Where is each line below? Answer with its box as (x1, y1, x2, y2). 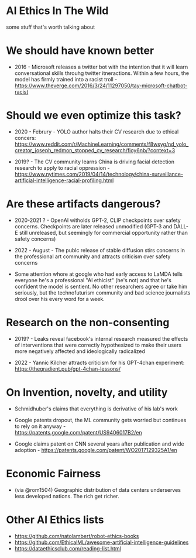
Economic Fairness (6, 467, 101, 480)
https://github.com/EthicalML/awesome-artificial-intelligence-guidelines (14, 539, 189, 546)
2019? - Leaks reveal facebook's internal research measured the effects (14, 335, 188, 342)
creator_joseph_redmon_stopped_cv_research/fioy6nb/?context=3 (14, 146, 176, 153)
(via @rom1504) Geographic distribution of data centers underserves (14, 486, 181, 493)
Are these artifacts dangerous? (6, 197, 161, 210)
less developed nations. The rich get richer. (14, 492, 119, 499)
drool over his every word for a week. (14, 295, 105, 302)
